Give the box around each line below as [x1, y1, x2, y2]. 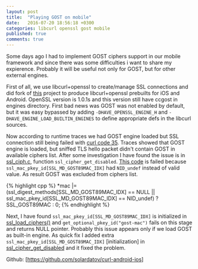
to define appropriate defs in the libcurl [95, 115, 191, 122]
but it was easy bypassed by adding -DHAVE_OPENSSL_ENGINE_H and [6, 108, 168, 115]
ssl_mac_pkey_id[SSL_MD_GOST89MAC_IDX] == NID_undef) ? [6, 195, 159, 202]
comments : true [6, 36, 44, 42]
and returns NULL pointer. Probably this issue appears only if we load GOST [6, 226, 192, 232]
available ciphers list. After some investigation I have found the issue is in [6, 152, 186, 158]
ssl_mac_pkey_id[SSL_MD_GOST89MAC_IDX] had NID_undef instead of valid [6, 164, 180, 171]
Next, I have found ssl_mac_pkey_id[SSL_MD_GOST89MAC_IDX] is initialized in [6, 212, 187, 220]
